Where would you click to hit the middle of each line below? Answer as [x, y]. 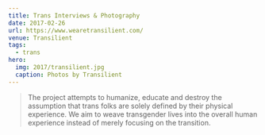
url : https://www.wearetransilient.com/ [76, 30]
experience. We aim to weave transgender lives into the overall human [142, 114]
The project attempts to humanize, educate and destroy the [125, 97]
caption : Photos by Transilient [69, 75]
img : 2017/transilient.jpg [60, 67]
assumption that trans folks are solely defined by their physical [130, 106]
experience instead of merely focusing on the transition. [119, 122]
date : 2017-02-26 [37, 23]
